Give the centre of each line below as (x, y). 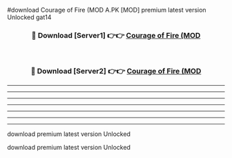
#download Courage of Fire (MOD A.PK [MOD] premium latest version (107, 10)
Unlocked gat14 (29, 17)
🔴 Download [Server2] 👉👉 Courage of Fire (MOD (116, 71)
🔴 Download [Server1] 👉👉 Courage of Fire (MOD (116, 35)
